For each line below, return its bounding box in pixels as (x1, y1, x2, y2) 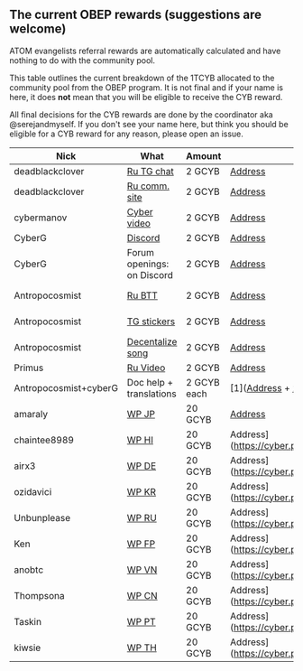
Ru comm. (126, 180, 170, 192)
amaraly (14, 407, 48, 420)
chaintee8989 (14, 433, 75, 446)
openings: (126, 257, 170, 270)
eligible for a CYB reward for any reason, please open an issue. (9, 128, 243, 139)
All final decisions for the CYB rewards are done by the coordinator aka (9, 108, 273, 120)
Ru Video (126, 361, 166, 374)
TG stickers (126, 315, 176, 328)
